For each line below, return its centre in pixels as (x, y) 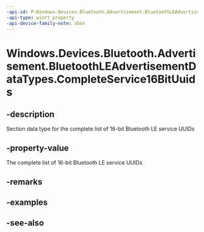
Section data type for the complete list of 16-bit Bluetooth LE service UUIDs (100, 129)
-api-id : (17, 12)
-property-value (38, 148)
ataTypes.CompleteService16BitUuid (101, 79)
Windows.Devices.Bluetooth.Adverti (101, 53)
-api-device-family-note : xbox (46, 23)
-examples (27, 202)
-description (30, 114)
